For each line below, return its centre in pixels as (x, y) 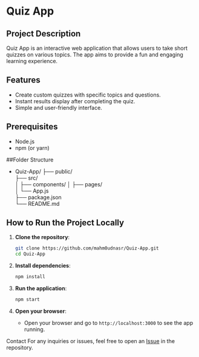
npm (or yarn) (32, 148)
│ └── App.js (32, 191)
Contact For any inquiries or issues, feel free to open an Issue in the (91, 341)
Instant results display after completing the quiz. (75, 101)
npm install (30, 277)
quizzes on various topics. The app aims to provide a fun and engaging (95, 55)
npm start (28, 300)
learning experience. (32, 61)
